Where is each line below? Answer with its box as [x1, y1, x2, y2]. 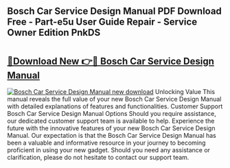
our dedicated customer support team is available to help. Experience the [7, 117, 215, 125]
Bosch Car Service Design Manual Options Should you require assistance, [7, 110, 216, 117]
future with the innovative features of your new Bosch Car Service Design [7, 124, 216, 132]
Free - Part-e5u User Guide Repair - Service [7, 16, 198, 28]
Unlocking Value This [154, 88, 215, 95]
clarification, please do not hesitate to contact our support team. [7, 154, 189, 161]
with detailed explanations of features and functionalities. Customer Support [7, 102, 223, 110]
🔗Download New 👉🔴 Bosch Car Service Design [7, 55, 214, 67]
